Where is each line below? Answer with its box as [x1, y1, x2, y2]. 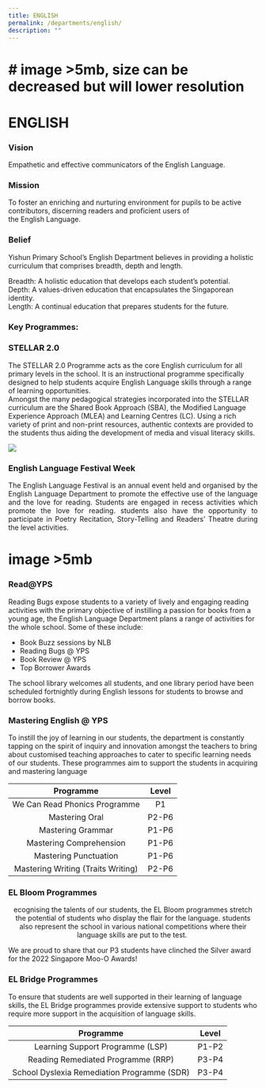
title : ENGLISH [8, 11, 59, 20]
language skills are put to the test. [76, 930, 188, 940]
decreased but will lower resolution [8, 77, 245, 95]
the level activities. [8, 523, 69, 532]
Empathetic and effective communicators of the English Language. [8, 160, 226, 170]
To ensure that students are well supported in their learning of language [8, 992, 242, 1002]
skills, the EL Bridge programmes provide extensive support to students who [8, 1000, 257, 1009]
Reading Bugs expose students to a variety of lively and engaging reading [8, 596, 249, 607]
